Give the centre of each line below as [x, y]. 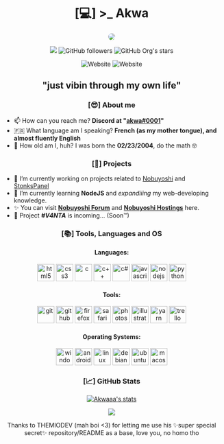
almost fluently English [47, 138]
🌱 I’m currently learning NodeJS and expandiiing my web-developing [111, 193]
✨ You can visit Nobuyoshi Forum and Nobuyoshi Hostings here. [107, 207]
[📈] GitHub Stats [112, 382]
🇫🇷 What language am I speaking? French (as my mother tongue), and [115, 130]
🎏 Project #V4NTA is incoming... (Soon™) [72, 215]
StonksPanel [31, 185]
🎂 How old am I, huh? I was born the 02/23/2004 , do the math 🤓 [105, 145]
